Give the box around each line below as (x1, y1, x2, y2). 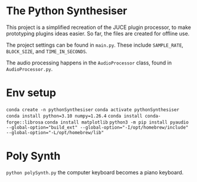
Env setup (6, 86, 57, 100)
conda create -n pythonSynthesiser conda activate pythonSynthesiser (6, 106, 180, 113)
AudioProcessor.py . (6, 65, 53, 72)
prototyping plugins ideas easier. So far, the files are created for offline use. (6, 30, 190, 37)
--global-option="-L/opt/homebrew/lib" (6, 129, 104, 135)
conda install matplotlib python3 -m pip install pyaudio (44, 119, 189, 125)
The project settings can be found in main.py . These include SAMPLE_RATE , (6, 41, 184, 48)
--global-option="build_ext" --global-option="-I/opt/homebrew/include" (6, 124, 189, 131)
